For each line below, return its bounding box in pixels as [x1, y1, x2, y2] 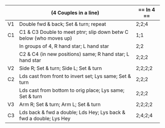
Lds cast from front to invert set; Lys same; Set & [19, 73, 131, 79]
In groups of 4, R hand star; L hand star [19, 43, 110, 50]
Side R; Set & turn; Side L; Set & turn [19, 65, 102, 72]
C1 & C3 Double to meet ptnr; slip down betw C [19, 29, 129, 35]
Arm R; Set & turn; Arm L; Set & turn [19, 101, 101, 107]
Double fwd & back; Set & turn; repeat [19, 21, 107, 27]
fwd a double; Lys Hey [19, 115, 71, 122]
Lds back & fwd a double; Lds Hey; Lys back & [19, 109, 126, 116]
